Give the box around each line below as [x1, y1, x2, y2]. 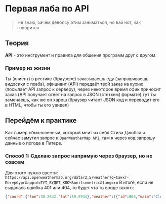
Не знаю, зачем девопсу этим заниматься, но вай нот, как [17, 19, 141, 25]
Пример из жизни [5, 64, 50, 71]
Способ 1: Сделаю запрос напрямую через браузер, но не [5, 152, 153, 159]
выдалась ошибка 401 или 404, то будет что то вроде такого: [5, 185, 134, 191]
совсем [5, 158, 25, 165]
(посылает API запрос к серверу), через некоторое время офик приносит [5, 86, 161, 92]
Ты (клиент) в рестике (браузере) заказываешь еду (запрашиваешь [5, 76, 149, 82]
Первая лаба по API [5, 3, 89, 14]
